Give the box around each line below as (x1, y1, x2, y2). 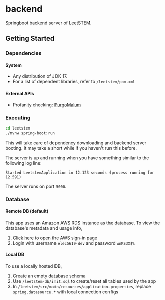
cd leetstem (5, 125, 30, 131)
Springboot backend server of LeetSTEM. (5, 20, 92, 26)
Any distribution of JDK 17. (12, 73, 68, 79)
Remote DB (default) (5, 208, 49, 215)
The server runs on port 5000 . (5, 183, 67, 189)
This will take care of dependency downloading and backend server (5, 140, 147, 146)
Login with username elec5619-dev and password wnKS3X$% (12, 240, 135, 246)
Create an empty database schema (12, 273, 86, 279)
